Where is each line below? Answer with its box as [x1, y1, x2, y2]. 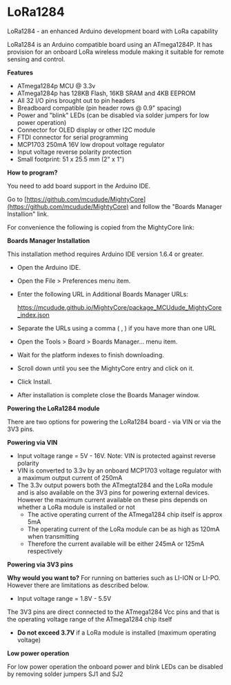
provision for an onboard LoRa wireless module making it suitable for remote [7, 48, 224, 56]
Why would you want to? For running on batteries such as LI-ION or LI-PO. [7, 573, 221, 582]
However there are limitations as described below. [7, 581, 150, 589]
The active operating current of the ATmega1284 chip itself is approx [27, 510, 223, 518]
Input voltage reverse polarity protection [17, 148, 132, 156]
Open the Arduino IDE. [17, 263, 81, 271]
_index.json [17, 310, 50, 319]
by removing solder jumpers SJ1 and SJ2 [7, 670, 123, 678]
